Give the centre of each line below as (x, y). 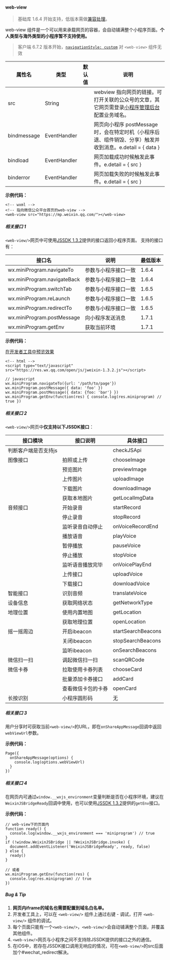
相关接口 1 (16, 227)
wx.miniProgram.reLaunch (39, 299)
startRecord (127, 507)
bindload (18, 161)
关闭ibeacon (77, 641)
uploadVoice (128, 574)
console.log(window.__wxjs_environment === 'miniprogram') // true (82, 834)
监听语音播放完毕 (83, 565)
